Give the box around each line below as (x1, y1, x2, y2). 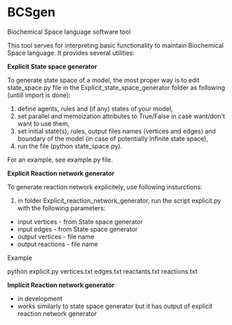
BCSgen (7, 4, 56, 20)
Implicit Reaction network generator (7, 281, 115, 289)
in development (17, 294, 63, 302)
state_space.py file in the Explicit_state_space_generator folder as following (7, 83, 226, 91)
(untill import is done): (7, 91, 71, 99)
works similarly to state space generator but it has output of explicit (17, 302, 212, 310)
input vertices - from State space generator (17, 217, 144, 226)
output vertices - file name (17, 232, 95, 241)
